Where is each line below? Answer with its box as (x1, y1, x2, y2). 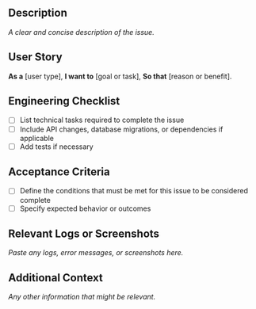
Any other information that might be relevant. (8, 292, 156, 302)
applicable (19, 133, 54, 143)
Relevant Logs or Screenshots (8, 227, 160, 240)
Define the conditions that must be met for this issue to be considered (19, 186, 248, 196)
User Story (8, 51, 63, 64)
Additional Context (8, 271, 103, 284)
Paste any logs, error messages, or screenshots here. (8, 248, 184, 257)
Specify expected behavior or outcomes (19, 204, 151, 213)
